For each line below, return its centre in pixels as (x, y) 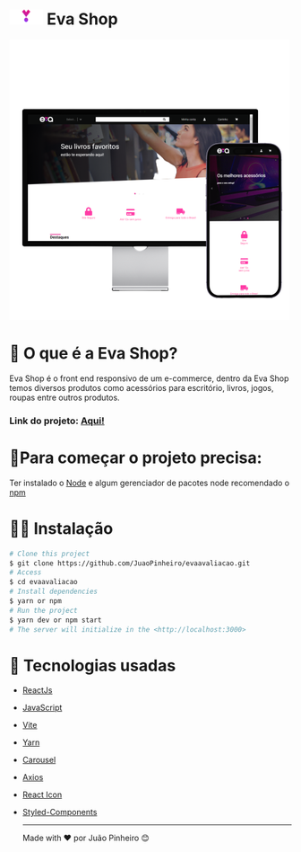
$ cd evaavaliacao (43, 582)
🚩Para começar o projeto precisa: (136, 457)
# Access (26, 572)
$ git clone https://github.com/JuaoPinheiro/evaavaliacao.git (130, 563)
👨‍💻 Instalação (61, 528)
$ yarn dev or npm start (56, 620)
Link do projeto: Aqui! (57, 421)
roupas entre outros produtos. (64, 397)
